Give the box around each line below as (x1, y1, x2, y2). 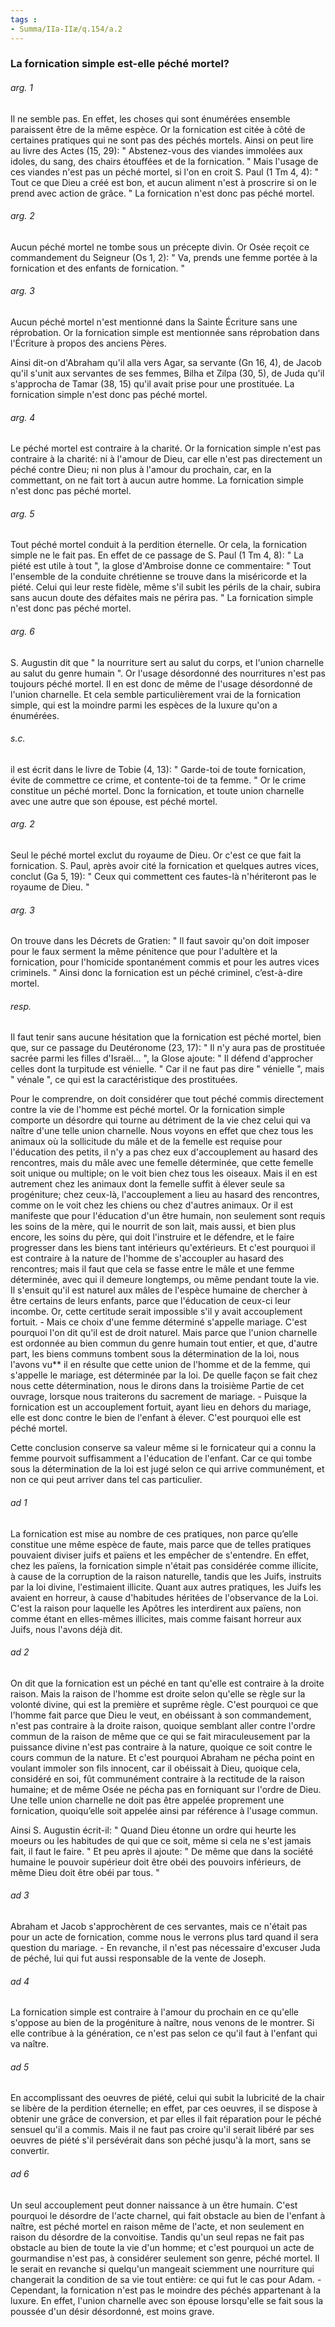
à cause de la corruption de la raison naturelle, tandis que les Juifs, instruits (10, 1570, 322, 1582)
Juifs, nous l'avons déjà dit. (10, 1623, 123, 1635)
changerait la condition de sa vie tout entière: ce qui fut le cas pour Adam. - (10, 2273, 322, 2285)
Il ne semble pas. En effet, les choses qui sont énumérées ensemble (10, 112, 291, 125)
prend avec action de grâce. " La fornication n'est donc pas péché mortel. (10, 187, 315, 199)
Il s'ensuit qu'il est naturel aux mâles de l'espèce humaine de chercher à (10, 1284, 308, 1296)
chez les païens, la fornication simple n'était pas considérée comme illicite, (10, 1559, 319, 1571)
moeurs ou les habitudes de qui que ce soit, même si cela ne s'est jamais (10, 1834, 312, 1846)
